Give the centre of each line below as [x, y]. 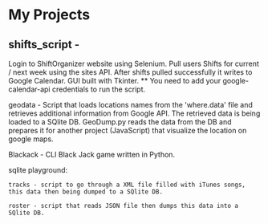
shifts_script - [44, 45]
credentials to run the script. [99, 89]
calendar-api [29, 89]
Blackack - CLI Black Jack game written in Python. [91, 155]
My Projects [49, 15]
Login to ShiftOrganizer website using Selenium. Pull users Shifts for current [134, 63]
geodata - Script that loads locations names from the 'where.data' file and [130, 105]
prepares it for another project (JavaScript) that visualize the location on [128, 130]
